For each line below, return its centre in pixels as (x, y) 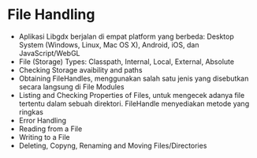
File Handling (51, 15)
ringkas (31, 111)
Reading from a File (50, 129)
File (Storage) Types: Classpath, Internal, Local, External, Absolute (126, 62)
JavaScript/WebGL (49, 53)
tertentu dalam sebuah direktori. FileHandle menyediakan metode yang (134, 103)
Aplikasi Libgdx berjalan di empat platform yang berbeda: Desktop (126, 36)
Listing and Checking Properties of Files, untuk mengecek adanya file (132, 95)
